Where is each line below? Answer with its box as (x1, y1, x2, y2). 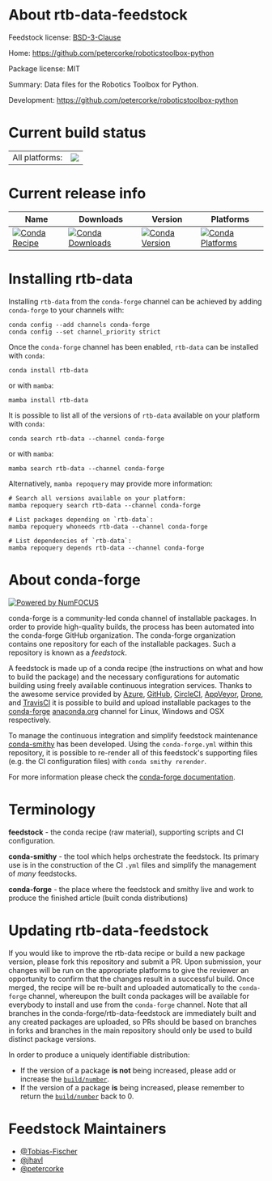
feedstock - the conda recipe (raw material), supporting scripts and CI (8, 827, 244, 837)
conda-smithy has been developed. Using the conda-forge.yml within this (8, 739, 253, 749)
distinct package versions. (8, 1034, 96, 1043)
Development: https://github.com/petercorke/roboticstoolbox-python (8, 95, 239, 104)
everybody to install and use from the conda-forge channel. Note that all (8, 1000, 248, 1009)
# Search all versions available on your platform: (8, 494, 186, 503)
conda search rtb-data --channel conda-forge (8, 435, 164, 443)
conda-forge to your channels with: (8, 305, 125, 315)
